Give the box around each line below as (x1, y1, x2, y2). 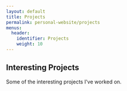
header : (11, 30, 30, 36)
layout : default (6, 8, 45, 15)
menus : (6, 24, 22, 31)
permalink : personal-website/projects (6, 19, 100, 25)
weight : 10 (16, 41, 43, 47)
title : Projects (6, 14, 45, 20)
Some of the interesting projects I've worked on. (6, 78, 122, 85)
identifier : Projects (16, 36, 69, 41)
